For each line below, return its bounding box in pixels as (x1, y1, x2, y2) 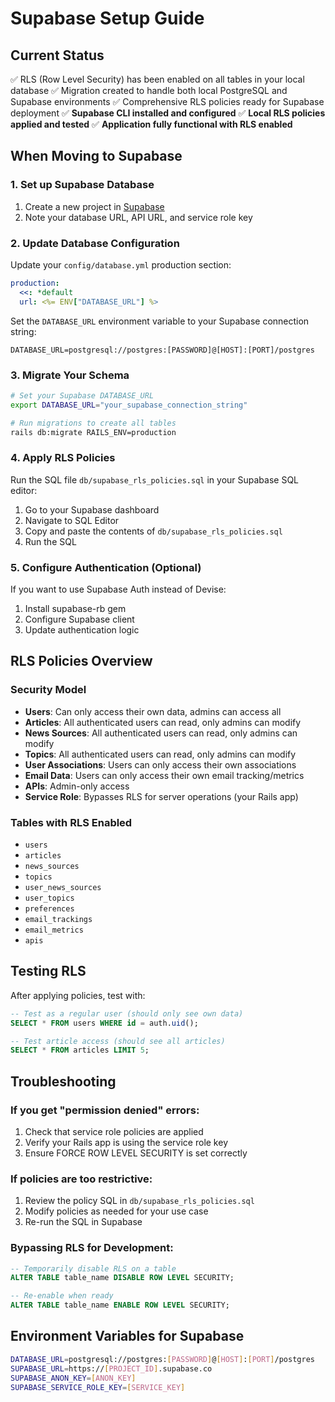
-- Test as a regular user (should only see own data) (10, 1008, 244, 1019)
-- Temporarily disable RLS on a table (10, 1263, 177, 1274)
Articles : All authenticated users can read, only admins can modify (24, 716, 302, 728)
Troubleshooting (10, 1073, 117, 1090)
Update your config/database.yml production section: (10, 258, 232, 271)
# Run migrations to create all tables (10, 418, 177, 428)
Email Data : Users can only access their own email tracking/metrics (24, 769, 305, 781)
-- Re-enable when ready (10, 1291, 114, 1301)
